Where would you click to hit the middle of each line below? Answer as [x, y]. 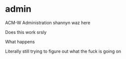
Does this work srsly [26, 32]
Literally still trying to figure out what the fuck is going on [63, 51]
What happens [20, 42]
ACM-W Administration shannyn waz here [48, 23]
